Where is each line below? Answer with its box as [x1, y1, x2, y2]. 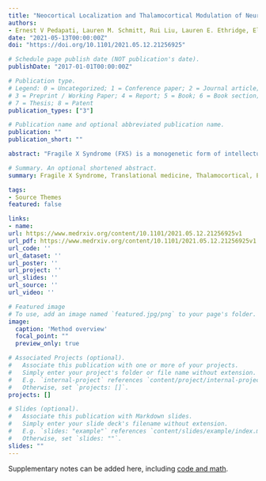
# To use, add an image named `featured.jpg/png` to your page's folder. [8, 310, 257, 318]
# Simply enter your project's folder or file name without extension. [8, 368, 257, 376]
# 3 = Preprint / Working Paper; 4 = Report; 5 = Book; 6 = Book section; [8, 92, 260, 100]
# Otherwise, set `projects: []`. [8, 384, 129, 391]
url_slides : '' [8, 274, 59, 282]
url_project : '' [8, 266, 62, 274]
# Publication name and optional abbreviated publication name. [8, 120, 225, 129]
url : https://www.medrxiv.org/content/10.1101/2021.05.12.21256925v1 [8, 230, 243, 238]
